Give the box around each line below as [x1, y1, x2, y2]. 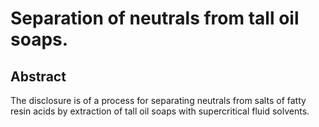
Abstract [10, 68, 67, 85]
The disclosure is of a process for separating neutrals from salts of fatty [10, 95, 307, 106]
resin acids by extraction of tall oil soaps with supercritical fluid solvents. [10, 105, 310, 117]
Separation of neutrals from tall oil [10, 7, 300, 30]
